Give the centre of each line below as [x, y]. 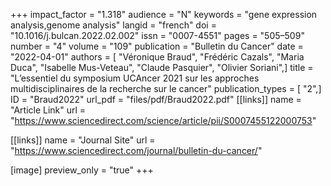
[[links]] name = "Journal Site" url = [83, 140]
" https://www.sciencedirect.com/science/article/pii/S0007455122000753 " [163, 120]
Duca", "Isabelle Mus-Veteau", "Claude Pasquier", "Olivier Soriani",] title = [162, 67]
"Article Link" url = [48, 110]
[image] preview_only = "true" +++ [82, 170]
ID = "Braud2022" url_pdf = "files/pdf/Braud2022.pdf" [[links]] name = [156, 99]
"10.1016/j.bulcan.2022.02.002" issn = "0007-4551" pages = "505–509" [157, 35]
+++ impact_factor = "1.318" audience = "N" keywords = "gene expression [164, 14]
